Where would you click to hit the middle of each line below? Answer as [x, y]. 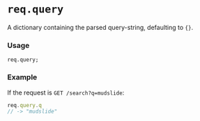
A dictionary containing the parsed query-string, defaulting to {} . [100, 27]
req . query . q [24, 105]
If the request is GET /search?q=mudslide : [66, 92]
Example [22, 77]
